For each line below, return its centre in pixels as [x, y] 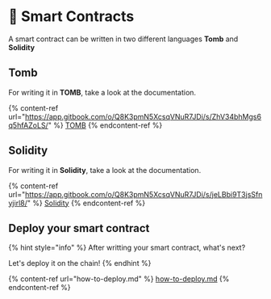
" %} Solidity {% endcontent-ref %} [86, 203]
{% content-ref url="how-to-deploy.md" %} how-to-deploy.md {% [119, 279]
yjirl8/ [18, 203]
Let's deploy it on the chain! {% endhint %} [80, 263]
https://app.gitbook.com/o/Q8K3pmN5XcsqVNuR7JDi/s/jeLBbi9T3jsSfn [144, 194]
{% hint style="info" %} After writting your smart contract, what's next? [127, 248]
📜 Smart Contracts [71, 17]
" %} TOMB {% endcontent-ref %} [105, 125]
